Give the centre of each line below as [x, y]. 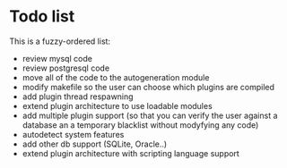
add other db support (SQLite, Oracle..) [95, 144]
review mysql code [57, 58]
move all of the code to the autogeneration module [116, 77]
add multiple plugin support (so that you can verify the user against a [150, 115]
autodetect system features [73, 134]
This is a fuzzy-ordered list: [60, 41]
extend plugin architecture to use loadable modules [117, 105]
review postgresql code [66, 68]
